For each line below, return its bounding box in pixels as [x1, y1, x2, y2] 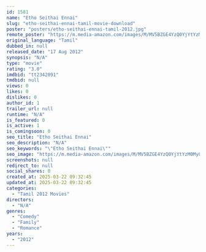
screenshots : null [6, 157, 53, 163]
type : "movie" [6, 60, 43, 66]
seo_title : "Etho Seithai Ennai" [6, 134, 92, 141]
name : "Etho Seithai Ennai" [6, 15, 78, 21]
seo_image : [6, 151, 34, 157]
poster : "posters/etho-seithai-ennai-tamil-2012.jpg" [6, 26, 147, 32]
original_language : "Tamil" [6, 37, 78, 43]
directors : [6, 196, 34, 202]
